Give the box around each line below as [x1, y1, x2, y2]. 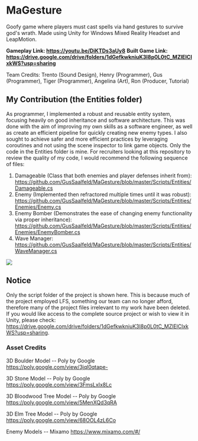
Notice [6, 275, 31, 286]
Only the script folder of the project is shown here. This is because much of [6, 291, 190, 299]
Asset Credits [6, 343, 46, 352]
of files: [6, 160, 25, 167]
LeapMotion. [6, 35, 37, 43]
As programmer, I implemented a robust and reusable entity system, [6, 110, 172, 117]
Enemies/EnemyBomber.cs [14, 228, 81, 235]
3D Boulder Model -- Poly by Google [6, 357, 95, 364]
